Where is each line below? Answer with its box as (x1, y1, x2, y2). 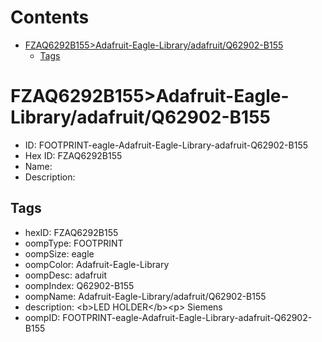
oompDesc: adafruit (24, 269, 108, 281)
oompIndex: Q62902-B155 (24, 279, 135, 291)
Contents (10, 6, 90, 29)
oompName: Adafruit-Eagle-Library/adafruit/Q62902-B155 (24, 290, 267, 302)
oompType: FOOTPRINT (24, 237, 124, 249)
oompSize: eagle (24, 247, 95, 260)
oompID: (24, 311, 61, 323)
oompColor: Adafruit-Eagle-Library (24, 258, 170, 270)
